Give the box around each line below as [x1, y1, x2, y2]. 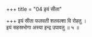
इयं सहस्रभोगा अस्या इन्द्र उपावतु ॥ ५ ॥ [6, 24, 79, 31]
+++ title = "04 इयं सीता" [6, 6, 62, 12]
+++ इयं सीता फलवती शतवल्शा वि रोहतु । [6, 18, 87, 24]
